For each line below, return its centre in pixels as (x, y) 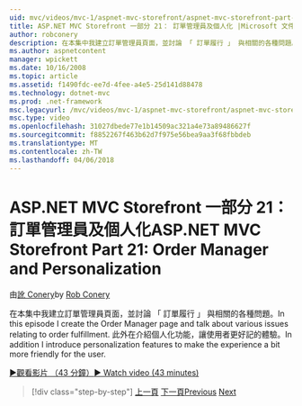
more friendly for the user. (58, 354)
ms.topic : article (44, 77)
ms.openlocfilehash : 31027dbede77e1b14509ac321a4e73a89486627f (130, 127)
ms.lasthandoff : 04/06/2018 (62, 160)
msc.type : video (40, 118)
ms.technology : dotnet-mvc (60, 93)
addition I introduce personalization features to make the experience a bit (145, 345)
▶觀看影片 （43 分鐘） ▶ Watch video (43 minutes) (104, 373)
